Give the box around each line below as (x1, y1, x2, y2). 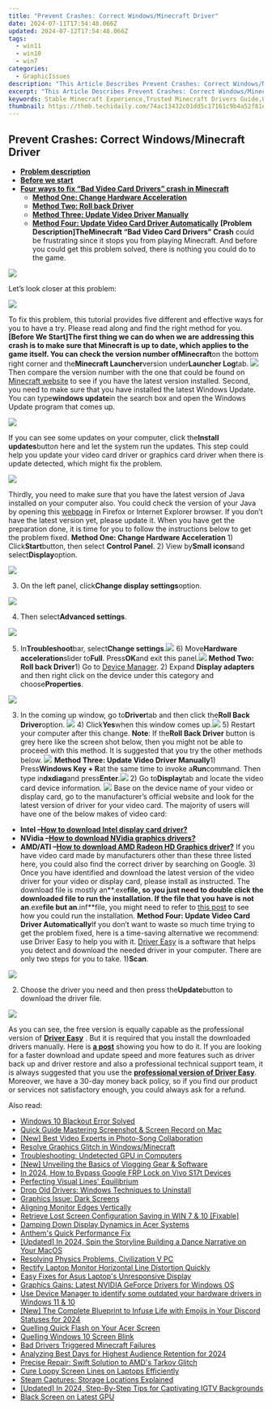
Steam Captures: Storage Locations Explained (19, 1374, 174, 1384)
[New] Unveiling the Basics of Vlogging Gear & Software (19, 1159, 208, 1169)
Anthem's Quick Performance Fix (19, 1228, 131, 1238)
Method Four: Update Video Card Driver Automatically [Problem (32, 218, 253, 228)
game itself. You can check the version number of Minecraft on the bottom (8, 349, 259, 359)
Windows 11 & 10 (19, 1297, 75, 1307)
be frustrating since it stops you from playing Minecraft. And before (32, 235, 257, 245)
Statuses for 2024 (19, 1314, 81, 1324)
